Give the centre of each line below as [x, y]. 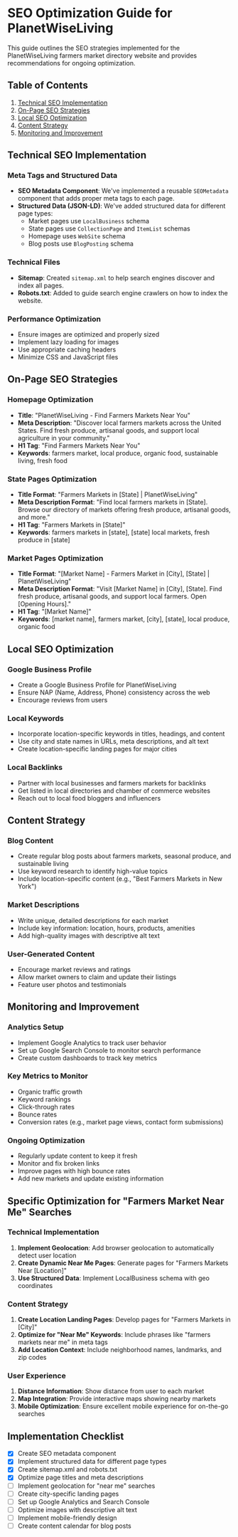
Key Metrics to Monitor [48, 1076]
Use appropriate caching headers [67, 349]
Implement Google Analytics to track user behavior [92, 1042]
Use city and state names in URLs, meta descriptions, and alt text [113, 741]
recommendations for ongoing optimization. [72, 63]
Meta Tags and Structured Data [63, 176]
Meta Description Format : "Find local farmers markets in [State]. [113, 502]
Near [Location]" [42, 1270]
